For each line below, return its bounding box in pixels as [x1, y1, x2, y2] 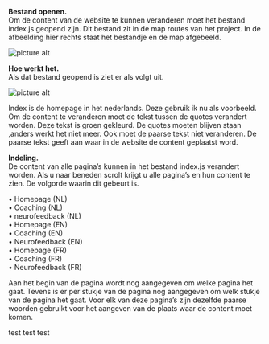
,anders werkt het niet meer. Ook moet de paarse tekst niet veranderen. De [8, 129, 257, 138]
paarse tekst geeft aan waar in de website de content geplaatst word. [8, 137, 239, 147]
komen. [8, 313, 34, 321]
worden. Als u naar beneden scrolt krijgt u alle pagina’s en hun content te [8, 170, 251, 179]
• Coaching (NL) [8, 203, 63, 212]
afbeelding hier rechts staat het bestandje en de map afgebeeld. [8, 32, 221, 42]
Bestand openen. [8, 7, 67, 16]
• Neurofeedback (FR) [8, 263, 82, 272]
